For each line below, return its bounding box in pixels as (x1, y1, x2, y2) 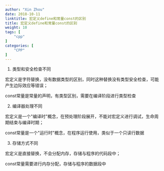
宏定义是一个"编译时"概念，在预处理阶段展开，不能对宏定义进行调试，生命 (5, 114, 155, 120)
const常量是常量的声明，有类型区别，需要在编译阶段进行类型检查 (5, 93, 136, 99)
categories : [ (5, 43, 34, 48)
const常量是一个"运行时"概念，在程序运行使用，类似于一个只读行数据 (5, 130, 144, 136)
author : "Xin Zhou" (5, 7, 45, 12)
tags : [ (5, 30, 21, 34)
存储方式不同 (12, 140, 38, 146)
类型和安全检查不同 (12, 66, 51, 72)
